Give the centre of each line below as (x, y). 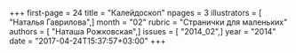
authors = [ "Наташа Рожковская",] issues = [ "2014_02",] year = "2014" (143, 31)
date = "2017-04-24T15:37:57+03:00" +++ (88, 41)
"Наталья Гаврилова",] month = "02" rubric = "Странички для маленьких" (148, 22)
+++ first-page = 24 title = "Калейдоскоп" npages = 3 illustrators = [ (136, 13)
